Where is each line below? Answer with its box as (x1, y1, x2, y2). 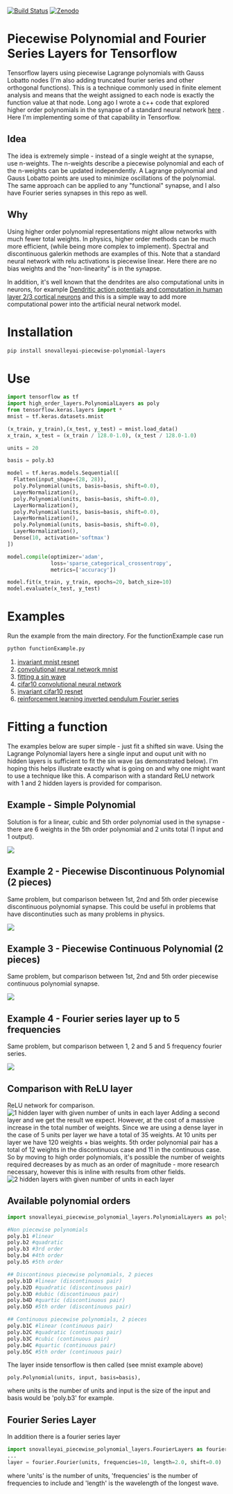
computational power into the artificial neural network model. (7, 300, 182, 308)
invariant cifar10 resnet (17, 687, 83, 696)
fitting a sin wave (17, 673, 67, 681)
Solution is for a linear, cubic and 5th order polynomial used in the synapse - (7, 817, 225, 826)
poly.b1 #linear (7, 1232, 54, 1239)
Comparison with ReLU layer (7, 1082, 133, 1095)
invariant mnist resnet (17, 658, 80, 666)
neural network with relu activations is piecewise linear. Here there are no (7, 257, 217, 265)
